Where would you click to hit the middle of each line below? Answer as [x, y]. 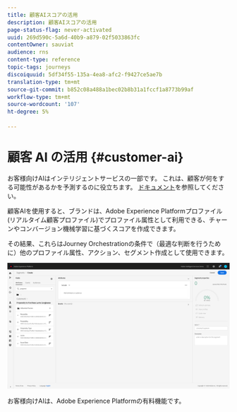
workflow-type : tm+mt [39, 97]
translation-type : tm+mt [44, 82]
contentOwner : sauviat [41, 45]
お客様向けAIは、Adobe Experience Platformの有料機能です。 [96, 401]
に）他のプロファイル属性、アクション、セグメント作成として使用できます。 [118, 252]
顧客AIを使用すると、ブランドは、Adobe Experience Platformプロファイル [115, 211]
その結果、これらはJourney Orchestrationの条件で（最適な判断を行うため [114, 243]
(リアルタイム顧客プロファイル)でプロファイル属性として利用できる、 [108, 220]
